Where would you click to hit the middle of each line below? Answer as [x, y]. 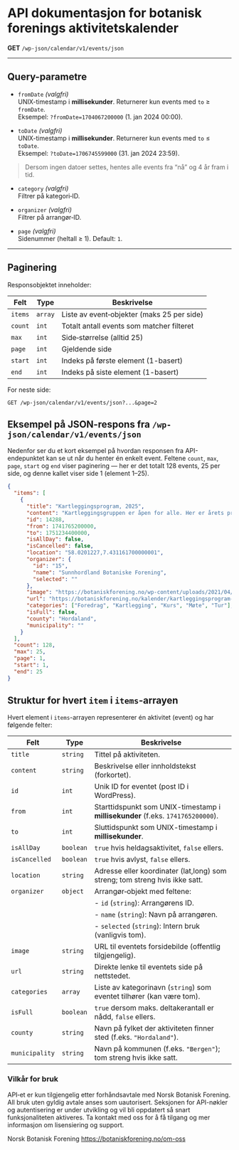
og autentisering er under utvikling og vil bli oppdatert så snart [99, 1109]
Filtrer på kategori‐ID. [49, 196]
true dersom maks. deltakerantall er [154, 1008]
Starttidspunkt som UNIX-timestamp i [158, 807]
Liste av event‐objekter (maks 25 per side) [133, 314]
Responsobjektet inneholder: [49, 284]
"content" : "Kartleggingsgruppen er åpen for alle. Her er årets [125, 513]
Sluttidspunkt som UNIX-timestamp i [156, 828]
